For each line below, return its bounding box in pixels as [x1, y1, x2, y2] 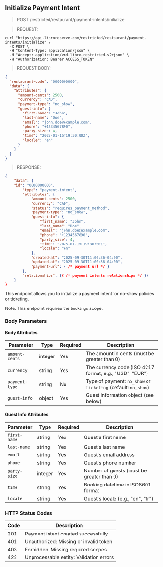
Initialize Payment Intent [5, 4, 80, 12]
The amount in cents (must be [85, 350, 154, 357]
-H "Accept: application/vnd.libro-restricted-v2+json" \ [9, 52, 130, 57]
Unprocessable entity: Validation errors [25, 554, 114, 561]
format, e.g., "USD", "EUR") [85, 370, 148, 377]
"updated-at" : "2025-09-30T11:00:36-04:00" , [31, 259, 123, 265]
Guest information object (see [85, 392, 154, 399]
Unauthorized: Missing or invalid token [25, 538, 113, 545]
